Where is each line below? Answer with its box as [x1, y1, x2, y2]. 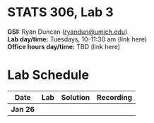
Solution [61, 92, 90, 102]
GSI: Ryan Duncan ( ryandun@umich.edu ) [7, 27, 128, 36]
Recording [96, 92, 133, 102]
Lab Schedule [7, 67, 90, 83]
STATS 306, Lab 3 [7, 4, 114, 20]
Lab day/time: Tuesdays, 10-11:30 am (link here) [7, 34, 148, 43]
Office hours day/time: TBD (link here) [7, 42, 121, 51]
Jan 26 [11, 104, 35, 114]
